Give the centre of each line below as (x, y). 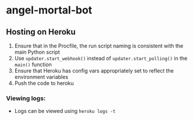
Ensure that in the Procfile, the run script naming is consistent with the (99, 46)
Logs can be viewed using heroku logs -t (65, 111)
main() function (33, 64)
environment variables (41, 77)
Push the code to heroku (44, 83)
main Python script (37, 52)
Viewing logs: (26, 98)
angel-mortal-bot (49, 10)
